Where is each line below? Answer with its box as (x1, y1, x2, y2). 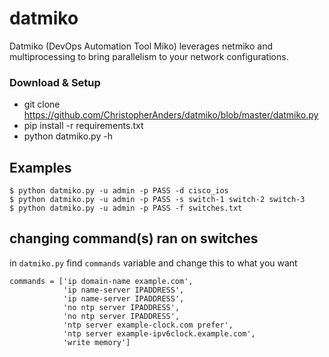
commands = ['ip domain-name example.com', (9, 276, 194, 286)
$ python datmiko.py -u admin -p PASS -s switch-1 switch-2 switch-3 (9, 195, 306, 205)
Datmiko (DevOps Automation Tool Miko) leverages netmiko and (9, 40, 274, 52)
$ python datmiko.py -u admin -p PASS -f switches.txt (9, 203, 243, 214)
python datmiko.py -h (23, 130, 113, 142)
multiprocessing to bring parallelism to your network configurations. (9, 50, 289, 62)
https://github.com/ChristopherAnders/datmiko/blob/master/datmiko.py (23, 109, 319, 121)
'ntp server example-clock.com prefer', (62, 320, 234, 330)
